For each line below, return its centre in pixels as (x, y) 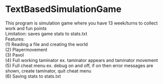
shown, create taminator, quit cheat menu (48, 70)
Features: (15, 39)
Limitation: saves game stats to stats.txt (46, 33)
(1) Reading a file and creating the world (47, 44)
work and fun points (26, 28)
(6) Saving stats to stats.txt (33, 76)
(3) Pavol (15, 55)
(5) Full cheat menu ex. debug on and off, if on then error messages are (79, 65)
